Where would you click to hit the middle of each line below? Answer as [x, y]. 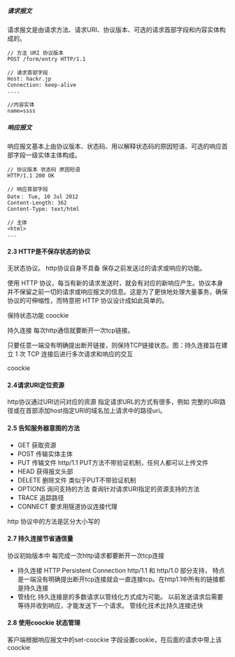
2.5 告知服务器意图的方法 [44, 428]
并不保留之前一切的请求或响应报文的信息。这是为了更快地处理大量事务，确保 [117, 292]
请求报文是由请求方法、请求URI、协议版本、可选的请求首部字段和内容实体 [114, 29]
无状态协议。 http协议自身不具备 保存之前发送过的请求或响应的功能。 [107, 268]
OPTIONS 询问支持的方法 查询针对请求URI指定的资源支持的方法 [108, 489]
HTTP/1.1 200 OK [31, 175]
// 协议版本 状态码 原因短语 [44, 169]
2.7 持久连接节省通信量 [40, 539]
